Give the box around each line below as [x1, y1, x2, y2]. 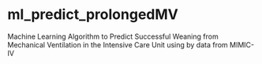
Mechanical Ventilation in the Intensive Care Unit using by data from [7, 40, 228, 49]
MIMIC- [229, 40, 255, 49]
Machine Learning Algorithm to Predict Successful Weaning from [7, 32, 219, 41]
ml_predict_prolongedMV [7, 6, 178, 24]
